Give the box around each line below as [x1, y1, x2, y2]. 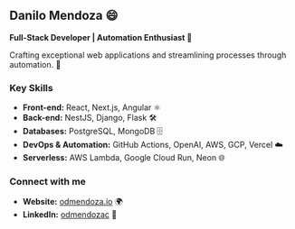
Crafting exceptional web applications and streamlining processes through [9, 50, 287, 60]
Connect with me [9, 176, 86, 188]
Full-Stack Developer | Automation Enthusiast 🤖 [9, 32, 193, 42]
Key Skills [9, 81, 53, 94]
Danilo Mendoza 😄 [9, 8, 119, 23]
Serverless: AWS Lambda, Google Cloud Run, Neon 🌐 [22, 152, 225, 163]
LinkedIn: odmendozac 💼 [22, 209, 118, 220]
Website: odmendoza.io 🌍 [22, 197, 124, 207]
